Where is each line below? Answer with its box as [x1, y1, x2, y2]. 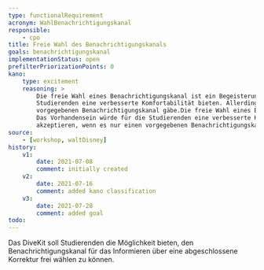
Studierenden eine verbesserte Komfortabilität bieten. [36, 99, 223, 107]
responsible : [8, 26, 51, 34]
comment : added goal [36, 209, 104, 217]
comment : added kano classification [36, 187, 156, 195]
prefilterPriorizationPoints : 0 [8, 63, 114, 71]
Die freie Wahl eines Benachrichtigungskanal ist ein [36, 92, 216, 100]
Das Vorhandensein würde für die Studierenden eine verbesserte [36, 114, 251, 122]
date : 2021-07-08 [36, 158, 93, 166]
